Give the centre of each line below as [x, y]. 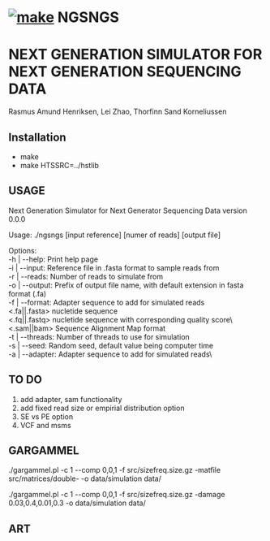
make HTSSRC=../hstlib [60, 165]
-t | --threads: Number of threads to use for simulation [99, 336]
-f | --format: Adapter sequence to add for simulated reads [107, 302]
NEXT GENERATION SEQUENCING [125, 72]
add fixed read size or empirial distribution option [102, 408]
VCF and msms [45, 425]
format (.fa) [28, 293]
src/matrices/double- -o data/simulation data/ [85, 478]
